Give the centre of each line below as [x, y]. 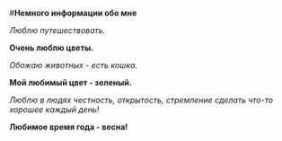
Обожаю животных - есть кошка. [74, 65]
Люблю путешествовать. [57, 30]
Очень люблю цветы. [52, 48]
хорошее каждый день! [54, 110]
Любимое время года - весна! [69, 127]
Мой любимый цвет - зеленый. [70, 83]
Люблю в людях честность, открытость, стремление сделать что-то [141, 100]
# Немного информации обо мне [73, 13]
